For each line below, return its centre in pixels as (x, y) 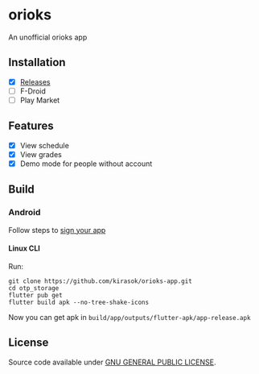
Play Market (40, 100)
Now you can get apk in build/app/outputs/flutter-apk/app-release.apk (129, 317)
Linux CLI (24, 248)
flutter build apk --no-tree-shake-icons (79, 302)
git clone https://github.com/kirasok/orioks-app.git (101, 281)
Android (25, 213)
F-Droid (33, 91)
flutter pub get (35, 295)
